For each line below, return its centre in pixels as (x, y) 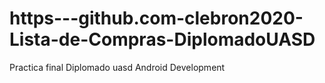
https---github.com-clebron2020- (156, 18)
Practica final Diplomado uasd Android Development (117, 67)
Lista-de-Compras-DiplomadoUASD (162, 39)
